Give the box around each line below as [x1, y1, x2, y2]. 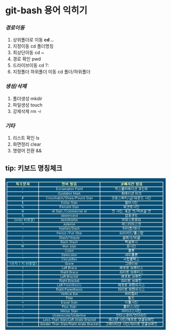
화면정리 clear [12, 141, 42, 147]
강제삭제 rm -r [12, 108, 42, 114]
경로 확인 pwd [12, 56, 41, 62]
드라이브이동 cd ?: [12, 62, 49, 69]
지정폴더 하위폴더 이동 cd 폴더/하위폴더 [12, 69, 91, 75]
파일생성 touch [12, 102, 43, 108]
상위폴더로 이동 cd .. [12, 37, 54, 43]
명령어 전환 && [12, 148, 42, 154]
